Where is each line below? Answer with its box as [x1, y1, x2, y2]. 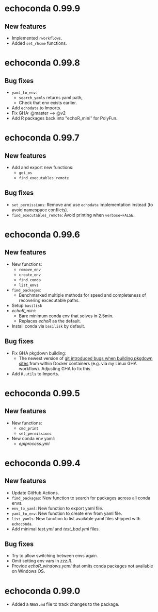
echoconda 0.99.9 [4, 3, 80, 14]
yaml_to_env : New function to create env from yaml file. [11, 510, 122, 516]
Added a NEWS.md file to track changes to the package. [11, 601, 120, 607]
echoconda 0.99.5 [4, 388, 80, 399]
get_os [18, 170, 32, 175]
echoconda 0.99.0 [4, 585, 80, 596]
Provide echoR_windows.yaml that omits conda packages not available [11, 563, 154, 569]
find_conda [18, 277, 41, 282]
